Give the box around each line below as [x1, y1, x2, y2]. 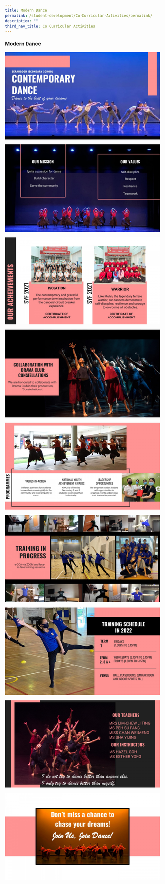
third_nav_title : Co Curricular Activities [5, 24, 96, 29]
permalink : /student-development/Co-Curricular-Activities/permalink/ [5, 13, 153, 18]
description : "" [5, 18, 38, 23]
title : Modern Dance [5, 8, 48, 13]
